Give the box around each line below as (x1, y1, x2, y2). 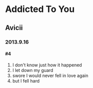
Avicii (5, 23, 23, 32)
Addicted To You (5, 3, 75, 15)
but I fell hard (12, 77, 40, 83)
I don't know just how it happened (12, 61, 82, 68)
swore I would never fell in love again (12, 72, 89, 78)
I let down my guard (12, 67, 54, 73)
